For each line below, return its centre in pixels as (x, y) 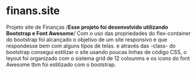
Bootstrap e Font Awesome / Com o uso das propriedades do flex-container (98, 33)
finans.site (33, 11)
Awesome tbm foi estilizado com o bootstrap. (61, 64)
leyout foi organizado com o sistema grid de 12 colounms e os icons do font (98, 58)
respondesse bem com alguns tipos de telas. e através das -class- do (91, 46)
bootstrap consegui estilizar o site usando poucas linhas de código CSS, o (97, 52)
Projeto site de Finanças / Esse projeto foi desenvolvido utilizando (87, 27)
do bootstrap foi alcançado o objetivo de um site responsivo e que (87, 39)
